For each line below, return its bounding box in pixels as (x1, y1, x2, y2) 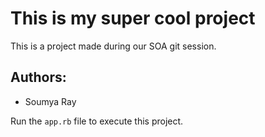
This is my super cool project (10, 7, 256, 30)
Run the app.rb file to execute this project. (10, 115, 184, 127)
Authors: (10, 69, 67, 86)
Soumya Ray (24, 95, 77, 107)
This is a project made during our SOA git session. (10, 40, 217, 52)
